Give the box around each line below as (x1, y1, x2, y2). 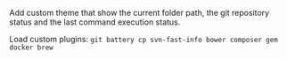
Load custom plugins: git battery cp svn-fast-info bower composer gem (9, 34, 278, 44)
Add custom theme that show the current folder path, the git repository (9, 8, 270, 18)
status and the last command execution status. (9, 17, 181, 27)
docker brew (9, 43, 53, 52)
